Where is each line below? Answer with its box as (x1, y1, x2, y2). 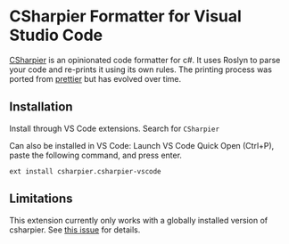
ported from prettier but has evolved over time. (9, 73, 182, 84)
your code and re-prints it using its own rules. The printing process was (9, 64, 272, 75)
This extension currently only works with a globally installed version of (9, 215, 268, 225)
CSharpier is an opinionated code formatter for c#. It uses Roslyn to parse (9, 54, 281, 65)
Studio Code (9, 25, 103, 45)
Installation (9, 100, 73, 115)
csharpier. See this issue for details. (9, 224, 141, 235)
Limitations (9, 191, 73, 207)
